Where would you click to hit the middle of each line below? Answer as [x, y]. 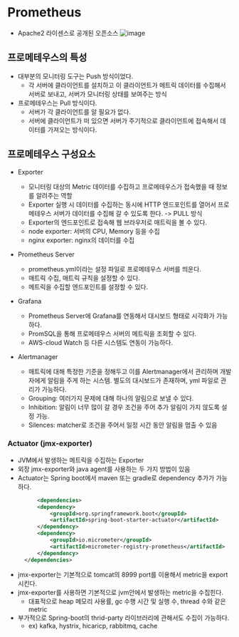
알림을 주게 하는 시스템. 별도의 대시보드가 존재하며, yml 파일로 [133, 380]
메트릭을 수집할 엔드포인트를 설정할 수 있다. [88, 286]
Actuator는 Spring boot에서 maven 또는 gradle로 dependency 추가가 [116, 477]
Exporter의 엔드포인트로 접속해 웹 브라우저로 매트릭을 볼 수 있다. [118, 222]
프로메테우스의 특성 [47, 58]
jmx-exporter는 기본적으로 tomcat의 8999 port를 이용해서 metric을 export [123, 574]
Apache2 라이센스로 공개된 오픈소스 [68, 33]
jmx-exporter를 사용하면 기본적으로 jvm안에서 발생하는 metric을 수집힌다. [121, 592]
